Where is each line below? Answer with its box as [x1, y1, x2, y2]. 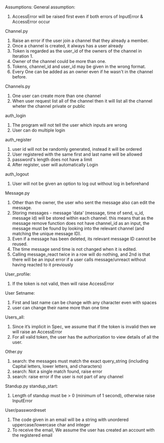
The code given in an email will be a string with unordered [12, 417, 129, 423]
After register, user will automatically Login [12, 162, 99, 167]
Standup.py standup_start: [5, 383, 59, 389]
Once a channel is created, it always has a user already [12, 43, 123, 48]
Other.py [5, 349, 23, 354]
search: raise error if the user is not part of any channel [12, 374, 123, 380]
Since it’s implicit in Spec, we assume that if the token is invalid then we [12, 324, 156, 329]
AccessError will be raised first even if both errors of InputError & [12, 14, 143, 19]
